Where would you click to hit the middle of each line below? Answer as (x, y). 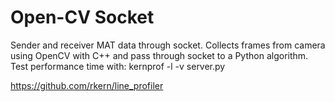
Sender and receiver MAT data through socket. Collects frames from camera (168, 45)
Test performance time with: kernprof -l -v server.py (118, 66)
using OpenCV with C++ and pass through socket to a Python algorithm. (159, 55)
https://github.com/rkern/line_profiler (87, 85)
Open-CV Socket (82, 17)
